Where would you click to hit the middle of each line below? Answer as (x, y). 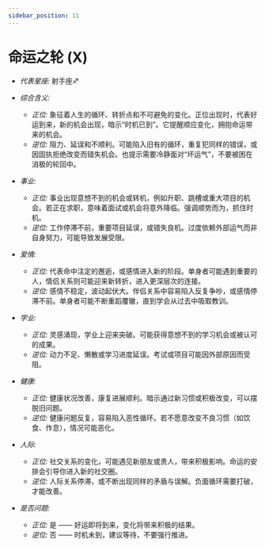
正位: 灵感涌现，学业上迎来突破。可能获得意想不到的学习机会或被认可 (144, 335)
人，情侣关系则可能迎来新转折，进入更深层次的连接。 (118, 281)
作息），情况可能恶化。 (82, 427)
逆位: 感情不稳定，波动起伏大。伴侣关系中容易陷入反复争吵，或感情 (141, 291)
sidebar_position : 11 (44, 15)
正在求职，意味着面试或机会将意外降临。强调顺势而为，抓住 (150, 208)
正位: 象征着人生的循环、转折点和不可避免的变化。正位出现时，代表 (141, 114)
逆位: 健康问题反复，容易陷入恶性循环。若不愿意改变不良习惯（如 (137, 418)
